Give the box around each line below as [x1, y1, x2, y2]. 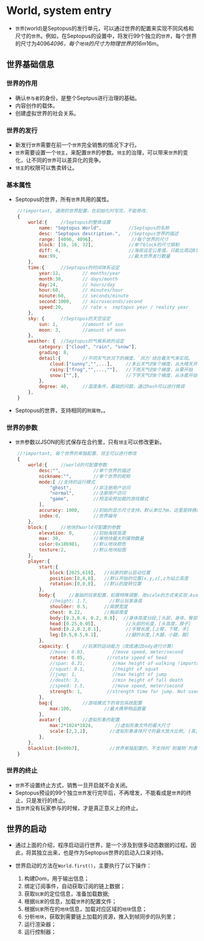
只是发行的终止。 [25, 797, 69, 804]
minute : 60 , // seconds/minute [38, 293, 129, 299]
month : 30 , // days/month [38, 275, 118, 282]
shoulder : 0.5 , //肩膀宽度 [49, 603, 128, 609]
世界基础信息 [6, 59, 55, 70]
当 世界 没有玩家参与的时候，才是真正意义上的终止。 [15, 804, 141, 811]
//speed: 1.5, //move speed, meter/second [49, 683, 183, 689]
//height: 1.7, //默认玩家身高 [49, 598, 143, 604]
